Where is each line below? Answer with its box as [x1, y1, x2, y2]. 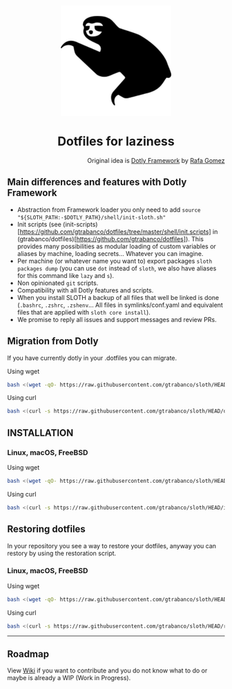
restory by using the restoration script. [7, 549, 117, 557]
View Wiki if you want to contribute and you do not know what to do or [7, 666, 208, 675]
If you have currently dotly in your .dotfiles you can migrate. [7, 354, 177, 362]
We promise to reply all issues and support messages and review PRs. [17, 315, 217, 323]
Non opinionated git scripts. [17, 279, 99, 287]
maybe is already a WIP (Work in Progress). [7, 674, 131, 682]
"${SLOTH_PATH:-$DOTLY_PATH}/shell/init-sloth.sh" [17, 214, 166, 221]
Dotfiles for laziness [57, 134, 175, 150]
